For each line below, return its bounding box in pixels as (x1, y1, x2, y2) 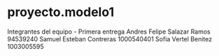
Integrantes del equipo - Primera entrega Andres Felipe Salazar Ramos (7, 27, 211, 36)
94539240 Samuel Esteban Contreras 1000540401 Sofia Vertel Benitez (7, 34, 212, 43)
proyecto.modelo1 (7, 4, 114, 20)
